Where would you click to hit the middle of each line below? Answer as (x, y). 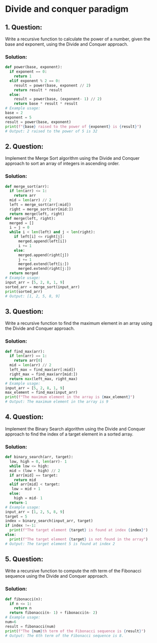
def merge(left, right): (30, 218)
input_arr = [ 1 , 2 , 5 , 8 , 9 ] (35, 512)
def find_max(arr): (25, 351)
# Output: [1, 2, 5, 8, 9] (33, 296)
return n (23, 608)
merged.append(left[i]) (42, 241)
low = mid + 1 (26, 489)
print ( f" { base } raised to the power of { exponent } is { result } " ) (73, 126)
